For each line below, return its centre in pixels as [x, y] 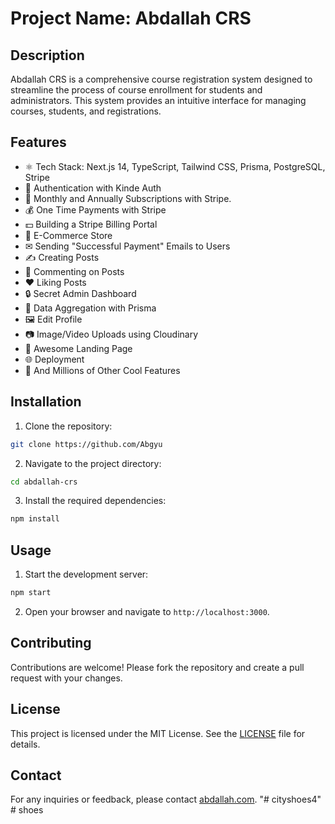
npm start [31, 593]
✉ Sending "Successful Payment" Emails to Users [127, 246]
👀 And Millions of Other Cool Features [102, 370]
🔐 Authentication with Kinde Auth [93, 188]
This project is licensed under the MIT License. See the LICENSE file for [158, 733]
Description [47, 55]
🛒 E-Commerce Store [68, 235]
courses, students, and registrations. [86, 111]
